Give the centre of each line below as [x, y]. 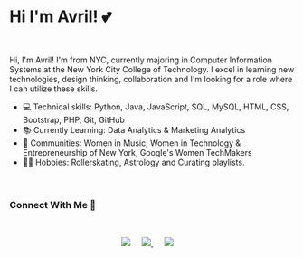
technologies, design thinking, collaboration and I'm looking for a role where [151, 79]
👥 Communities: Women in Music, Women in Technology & [132, 143]
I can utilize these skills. [53, 89]
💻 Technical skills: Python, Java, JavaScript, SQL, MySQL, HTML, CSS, [156, 107]
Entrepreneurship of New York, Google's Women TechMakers [137, 152]
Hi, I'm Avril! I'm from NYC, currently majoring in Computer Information [141, 60]
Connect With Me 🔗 [53, 205]
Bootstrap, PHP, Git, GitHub [73, 119]
